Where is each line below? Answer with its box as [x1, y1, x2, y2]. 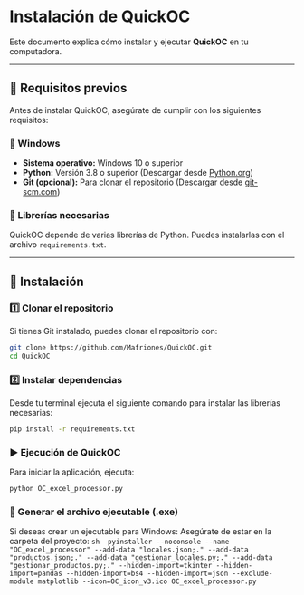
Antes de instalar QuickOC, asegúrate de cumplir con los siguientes [9, 104, 261, 115]
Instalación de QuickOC [9, 6, 191, 27]
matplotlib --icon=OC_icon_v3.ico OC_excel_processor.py [37, 577, 257, 586]
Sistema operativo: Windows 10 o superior [22, 158, 184, 168]
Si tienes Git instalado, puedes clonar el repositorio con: [9, 326, 218, 337]
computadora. [9, 45, 62, 56]
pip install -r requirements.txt [9, 425, 136, 434]
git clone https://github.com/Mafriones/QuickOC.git [9, 343, 213, 352]
